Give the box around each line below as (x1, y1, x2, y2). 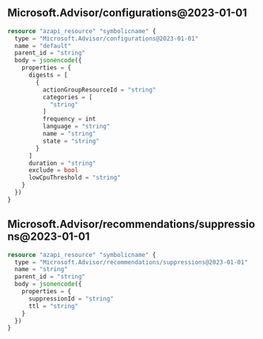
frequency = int (42, 115, 96, 123)
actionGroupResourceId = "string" (42, 86, 156, 94)
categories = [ (42, 93, 92, 101)
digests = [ (28, 71, 68, 80)
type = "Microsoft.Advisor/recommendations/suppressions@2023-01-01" (14, 258, 248, 266)
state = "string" (42, 137, 100, 145)
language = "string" (42, 122, 111, 131)
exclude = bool (28, 166, 79, 174)
